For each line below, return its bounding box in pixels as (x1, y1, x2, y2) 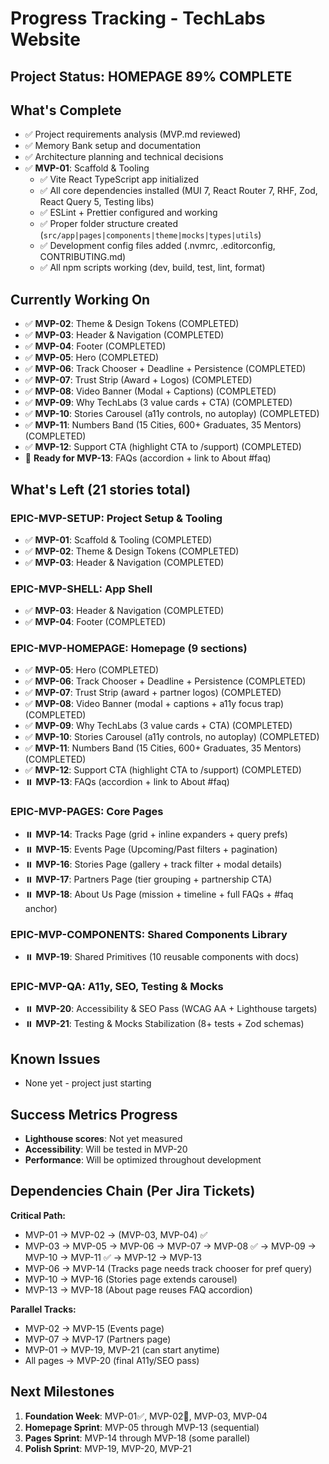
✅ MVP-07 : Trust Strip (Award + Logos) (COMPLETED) (24, 374, 253, 386)
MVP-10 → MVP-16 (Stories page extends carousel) (24, 1273, 238, 1285)
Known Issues (10, 1050, 101, 1067)
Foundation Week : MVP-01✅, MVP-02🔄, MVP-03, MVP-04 (24, 1410, 268, 1422)
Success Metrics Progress (10, 1106, 178, 1123)
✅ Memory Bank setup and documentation (24, 140, 201, 152)
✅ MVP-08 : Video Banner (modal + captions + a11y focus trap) (24, 698, 285, 710)
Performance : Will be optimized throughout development (24, 1154, 262, 1166)
